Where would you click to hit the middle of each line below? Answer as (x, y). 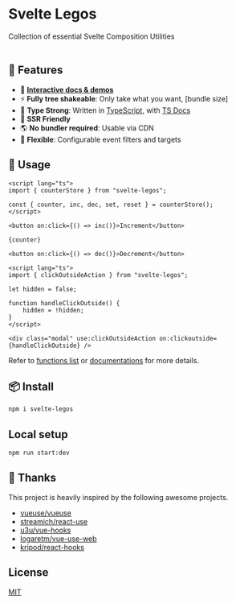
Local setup (38, 434)
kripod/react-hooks (52, 547)
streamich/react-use (54, 521)
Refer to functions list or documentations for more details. (104, 360)
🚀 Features (36, 70)
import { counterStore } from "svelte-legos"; (87, 190)
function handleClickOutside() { (64, 303)
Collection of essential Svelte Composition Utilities (92, 36)
